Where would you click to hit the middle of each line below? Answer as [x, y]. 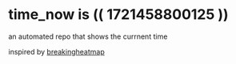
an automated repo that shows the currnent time [88, 36]
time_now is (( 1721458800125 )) [119, 15]
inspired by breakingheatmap [57, 51]
